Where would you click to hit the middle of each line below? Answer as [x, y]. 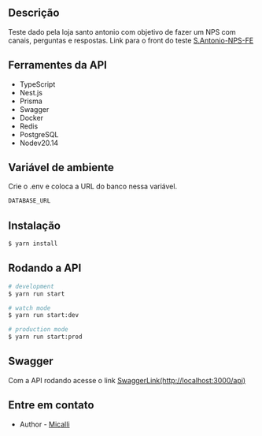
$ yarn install [33, 244]
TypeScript [37, 84]
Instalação [35, 225]
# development [31, 286]
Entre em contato [51, 405]
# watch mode [30, 308]
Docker [31, 117]
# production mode [38, 330]
